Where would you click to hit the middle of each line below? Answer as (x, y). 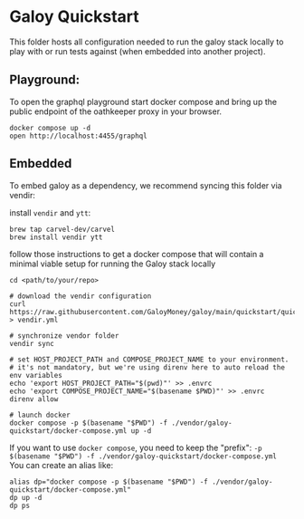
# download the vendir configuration (81, 296)
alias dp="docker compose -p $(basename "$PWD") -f (109, 482)
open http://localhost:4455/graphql (78, 136)
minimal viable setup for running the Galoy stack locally (113, 264)
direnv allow (34, 399)
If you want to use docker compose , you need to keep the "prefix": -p (136, 447)
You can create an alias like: (62, 465)
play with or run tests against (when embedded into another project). (138, 51)
